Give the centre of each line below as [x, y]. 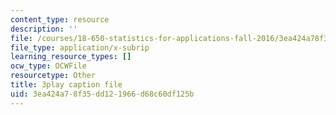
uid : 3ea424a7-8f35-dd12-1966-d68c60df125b [102, 94]
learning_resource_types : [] [71, 57]
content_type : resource [60, 19]
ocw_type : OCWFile [48, 66]
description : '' [44, 29]
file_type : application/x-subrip [80, 47]
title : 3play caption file [66, 85]
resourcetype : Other [53, 76]
